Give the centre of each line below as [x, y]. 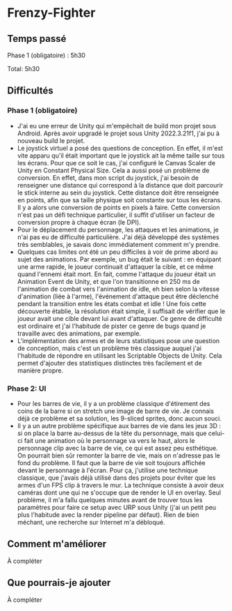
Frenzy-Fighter [51, 13]
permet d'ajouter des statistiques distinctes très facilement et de [110, 363]
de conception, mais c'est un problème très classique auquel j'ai [109, 348]
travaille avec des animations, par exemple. [79, 333]
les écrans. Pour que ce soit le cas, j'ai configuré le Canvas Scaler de [116, 163]
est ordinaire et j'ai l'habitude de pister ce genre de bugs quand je [111, 326]
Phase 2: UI [27, 389]
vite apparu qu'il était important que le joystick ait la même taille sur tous [121, 156]
